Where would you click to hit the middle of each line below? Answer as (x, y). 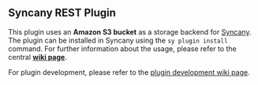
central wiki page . (37, 57)
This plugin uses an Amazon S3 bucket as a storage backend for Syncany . (130, 31)
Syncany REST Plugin (62, 13)
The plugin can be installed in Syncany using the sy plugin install (118, 40)
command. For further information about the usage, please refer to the (122, 48)
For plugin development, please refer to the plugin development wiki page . (129, 72)
